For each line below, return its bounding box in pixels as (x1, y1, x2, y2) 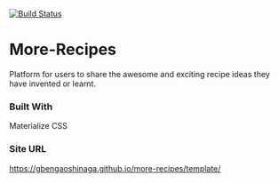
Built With (9, 100, 53, 113)
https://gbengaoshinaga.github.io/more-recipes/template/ (9, 163, 221, 173)
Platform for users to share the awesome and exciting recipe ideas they (9, 68, 271, 79)
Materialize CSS (9, 121, 68, 131)
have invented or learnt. (9, 78, 96, 89)
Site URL (9, 143, 47, 155)
